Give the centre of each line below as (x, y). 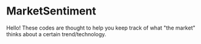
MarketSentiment (51, 11)
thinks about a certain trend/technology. (56, 34)
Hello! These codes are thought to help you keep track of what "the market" (101, 28)
